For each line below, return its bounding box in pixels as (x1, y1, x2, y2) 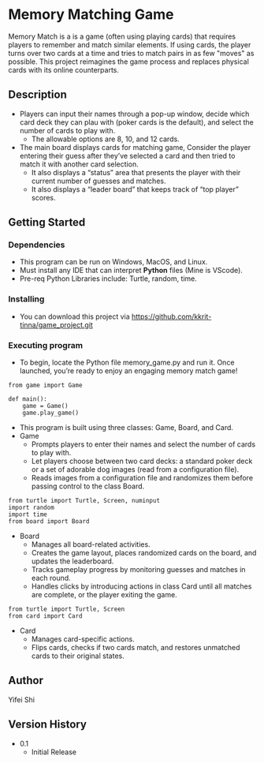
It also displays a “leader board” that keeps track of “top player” (31, 184, 239, 194)
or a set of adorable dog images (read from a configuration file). (31, 465, 240, 474)
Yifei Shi (8, 694, 35, 704)
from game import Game (8, 381, 83, 390)
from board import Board (8, 518, 90, 525)
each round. (31, 574, 71, 583)
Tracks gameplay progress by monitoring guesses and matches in (31, 565, 246, 574)
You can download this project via (19, 312, 130, 321)
